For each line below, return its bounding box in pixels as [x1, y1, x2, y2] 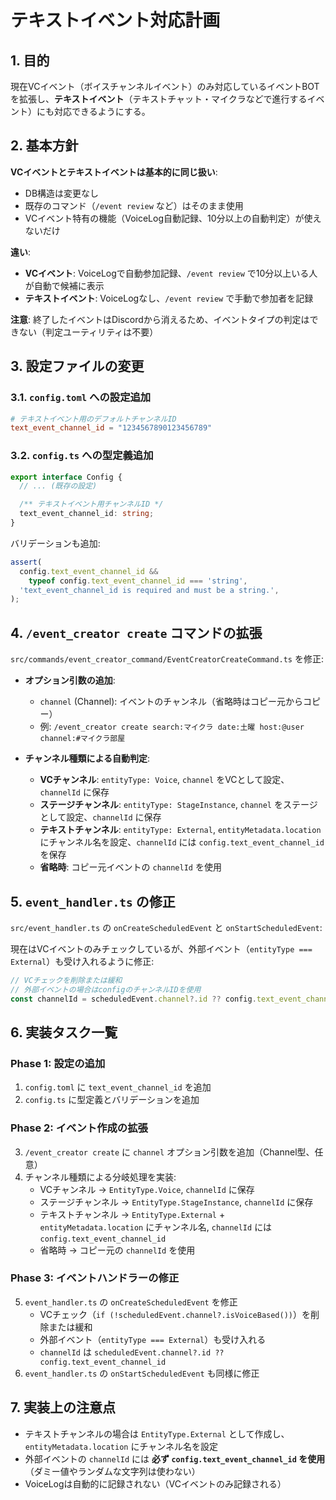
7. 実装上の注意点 [10, 1399, 116, 1416]
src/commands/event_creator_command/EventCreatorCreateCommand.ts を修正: [10, 653, 324, 665]
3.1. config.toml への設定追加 [10, 391, 152, 405]
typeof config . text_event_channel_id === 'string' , [28, 576, 248, 586]
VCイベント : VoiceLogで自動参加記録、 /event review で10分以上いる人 [24, 267, 318, 279]
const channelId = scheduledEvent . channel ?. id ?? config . [10, 994, 257, 1004]
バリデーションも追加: [10, 537, 101, 549]
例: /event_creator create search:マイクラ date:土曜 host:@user [39, 721, 305, 733]
